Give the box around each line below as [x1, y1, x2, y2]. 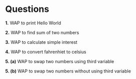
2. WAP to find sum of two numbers [5, 29, 79, 35]
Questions [5, 3, 49, 15]
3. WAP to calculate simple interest [5, 39, 78, 45]
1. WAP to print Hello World [5, 20, 61, 26]
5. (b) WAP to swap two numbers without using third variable [5, 68, 131, 74]
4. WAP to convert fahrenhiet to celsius [5, 49, 86, 55]
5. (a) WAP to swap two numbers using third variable [5, 58, 114, 64]
